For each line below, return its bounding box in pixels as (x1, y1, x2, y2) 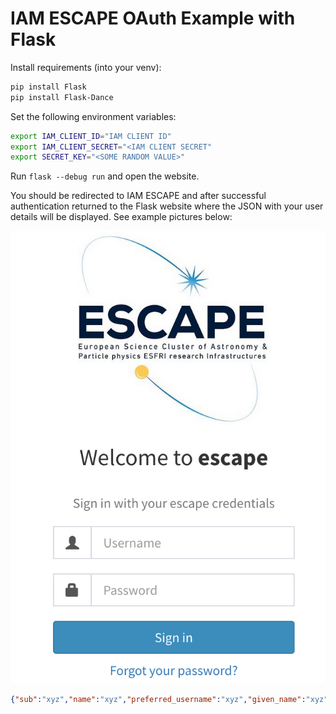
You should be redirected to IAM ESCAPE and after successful (10, 190, 267, 202)
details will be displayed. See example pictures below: (10, 211, 233, 223)
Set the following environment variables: (10, 110, 177, 122)
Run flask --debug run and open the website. (10, 170, 200, 182)
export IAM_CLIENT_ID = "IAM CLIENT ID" (10, 131, 172, 141)
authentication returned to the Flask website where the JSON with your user (10, 200, 324, 212)
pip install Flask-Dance (10, 92, 114, 102)
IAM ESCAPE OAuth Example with (10, 7, 296, 30)
